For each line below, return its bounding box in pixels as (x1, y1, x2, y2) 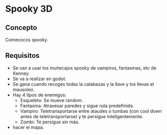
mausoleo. (12, 86, 35, 92)
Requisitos (5, 51, 40, 60)
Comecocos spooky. (5, 37, 48, 43)
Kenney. (12, 70, 30, 76)
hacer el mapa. (12, 124, 44, 130)
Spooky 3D (5, 3, 53, 15)
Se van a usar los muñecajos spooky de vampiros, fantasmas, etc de (12, 64, 156, 71)
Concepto (5, 23, 37, 32)
